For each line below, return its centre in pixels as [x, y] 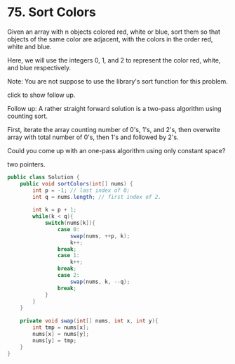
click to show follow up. [41, 95]
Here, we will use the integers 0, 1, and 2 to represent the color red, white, [114, 60]
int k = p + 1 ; [55, 210]
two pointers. [26, 164]
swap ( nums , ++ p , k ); [100, 236]
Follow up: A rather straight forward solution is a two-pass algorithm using [115, 108]
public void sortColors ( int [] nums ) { [76, 183]
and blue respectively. [39, 67]
